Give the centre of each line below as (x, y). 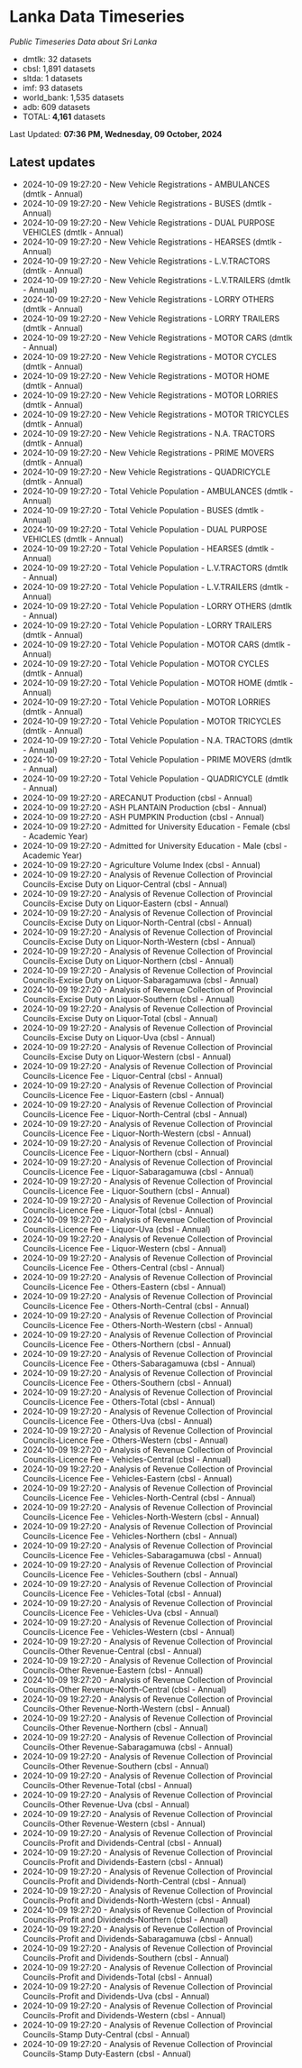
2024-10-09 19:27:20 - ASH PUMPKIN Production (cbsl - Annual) (143, 817)
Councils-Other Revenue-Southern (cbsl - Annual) (115, 1766)
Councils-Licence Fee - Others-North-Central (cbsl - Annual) (136, 1306)
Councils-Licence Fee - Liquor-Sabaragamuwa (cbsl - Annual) (138, 1171)
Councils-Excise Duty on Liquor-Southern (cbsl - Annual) (128, 999)
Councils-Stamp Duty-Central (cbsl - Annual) (106, 2034)
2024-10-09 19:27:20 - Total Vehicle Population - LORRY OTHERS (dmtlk (157, 605)
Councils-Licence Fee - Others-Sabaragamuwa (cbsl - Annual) (139, 1363)
